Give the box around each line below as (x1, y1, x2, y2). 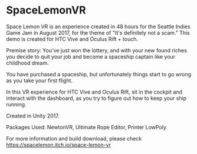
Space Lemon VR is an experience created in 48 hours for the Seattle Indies (6, 23, 191, 30)
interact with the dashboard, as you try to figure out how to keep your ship (6, 95, 187, 102)
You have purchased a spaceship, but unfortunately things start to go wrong (6, 71, 192, 78)
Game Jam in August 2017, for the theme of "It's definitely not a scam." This (6, 29, 190, 36)
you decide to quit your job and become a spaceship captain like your (6, 53, 176, 60)
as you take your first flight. (6, 77, 73, 84)
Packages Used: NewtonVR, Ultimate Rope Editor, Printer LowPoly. (6, 123, 168, 130)
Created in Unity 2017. (6, 112, 60, 119)
